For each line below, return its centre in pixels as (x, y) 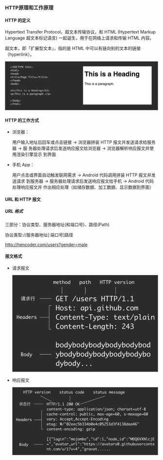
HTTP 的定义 (18, 20)
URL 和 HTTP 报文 (23, 199)
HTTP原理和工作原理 (29, 7)
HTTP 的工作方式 (22, 120)
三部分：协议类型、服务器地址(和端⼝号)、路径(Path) (57, 224)
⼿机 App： (23, 165)
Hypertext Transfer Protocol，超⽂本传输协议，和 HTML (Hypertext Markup (81, 32)
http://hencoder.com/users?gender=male (46, 245)
